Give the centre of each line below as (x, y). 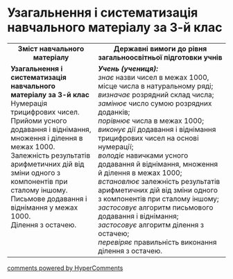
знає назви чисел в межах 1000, (154, 77)
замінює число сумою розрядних (155, 103)
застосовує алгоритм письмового (156, 208)
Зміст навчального (51, 49)
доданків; (114, 112)
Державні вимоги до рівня (160, 49)
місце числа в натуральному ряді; (156, 86)
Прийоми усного (39, 121)
